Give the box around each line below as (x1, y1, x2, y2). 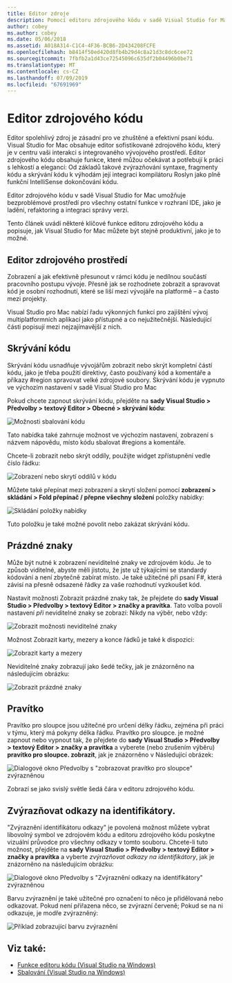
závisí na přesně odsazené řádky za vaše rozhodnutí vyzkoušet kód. (7, 580, 202, 588)
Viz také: (7, 942, 46, 954)
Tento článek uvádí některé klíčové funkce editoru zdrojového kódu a (7, 219, 204, 228)
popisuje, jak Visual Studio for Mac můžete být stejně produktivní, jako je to (7, 226, 221, 235)
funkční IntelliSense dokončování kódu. (7, 178, 119, 186)
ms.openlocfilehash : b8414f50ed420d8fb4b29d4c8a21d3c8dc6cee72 (7, 49, 193, 56)
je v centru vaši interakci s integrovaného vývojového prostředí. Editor (7, 148, 206, 156)
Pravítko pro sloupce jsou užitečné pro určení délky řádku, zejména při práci (7, 721, 224, 730)
